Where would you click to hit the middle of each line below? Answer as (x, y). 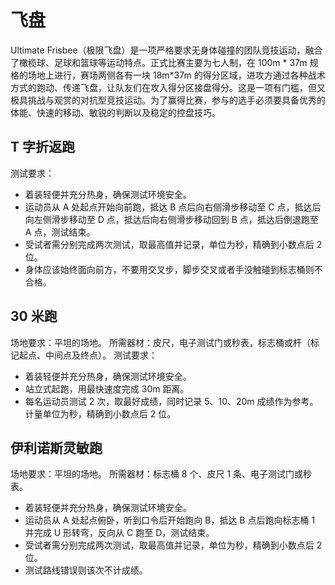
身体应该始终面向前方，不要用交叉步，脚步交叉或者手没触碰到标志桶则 (169, 269)
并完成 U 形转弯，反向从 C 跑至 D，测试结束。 (119, 533)
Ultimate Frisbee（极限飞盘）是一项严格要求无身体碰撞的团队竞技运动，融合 (166, 50)
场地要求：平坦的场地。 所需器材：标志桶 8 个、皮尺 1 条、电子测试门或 (157, 474)
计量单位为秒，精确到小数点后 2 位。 (100, 413)
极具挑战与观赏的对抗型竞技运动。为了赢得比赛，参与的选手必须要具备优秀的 (168, 100)
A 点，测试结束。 (60, 232)
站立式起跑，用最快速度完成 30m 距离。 (107, 388)
